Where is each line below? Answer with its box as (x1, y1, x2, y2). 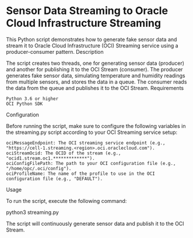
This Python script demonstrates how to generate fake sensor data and (6, 36, 177, 43)
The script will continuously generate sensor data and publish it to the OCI (6, 220, 185, 227)
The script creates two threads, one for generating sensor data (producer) (6, 60, 185, 67)
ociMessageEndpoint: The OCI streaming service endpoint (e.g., (6, 140, 166, 146)
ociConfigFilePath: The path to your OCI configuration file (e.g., (6, 160, 176, 166)
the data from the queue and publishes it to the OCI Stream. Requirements (6, 84, 184, 91)
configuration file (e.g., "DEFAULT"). (6, 175, 103, 182)
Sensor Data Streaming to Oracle (6, 4, 168, 18)
